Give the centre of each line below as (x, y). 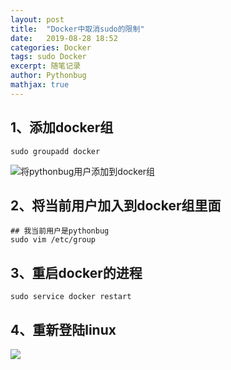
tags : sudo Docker (48, 57)
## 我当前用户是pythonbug (60, 231)
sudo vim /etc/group (53, 240)
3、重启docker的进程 (76, 272)
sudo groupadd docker (55, 151)
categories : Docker (51, 47)
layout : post (37, 19)
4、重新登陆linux (63, 329)
